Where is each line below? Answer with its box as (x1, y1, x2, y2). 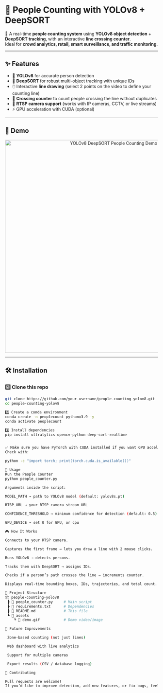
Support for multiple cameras (7, 653, 68, 657)
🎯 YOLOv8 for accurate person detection (12, 72, 95, 78)
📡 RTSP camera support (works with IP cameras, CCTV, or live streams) (12, 101, 157, 107)
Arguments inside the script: (5, 485, 66, 490)
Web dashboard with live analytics (7, 644, 79, 649)
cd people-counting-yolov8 (5, 401, 60, 406)
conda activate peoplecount (5, 419, 62, 424)
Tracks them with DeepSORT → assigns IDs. (5, 564, 92, 569)
